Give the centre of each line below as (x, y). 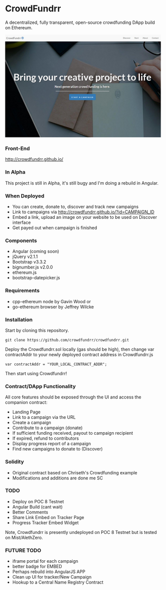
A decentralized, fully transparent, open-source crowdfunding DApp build (80, 22)
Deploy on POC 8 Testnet (38, 501)
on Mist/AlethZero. (24, 537)
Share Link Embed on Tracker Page (48, 517)
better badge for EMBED (37, 567)
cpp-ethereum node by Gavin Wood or (52, 301)
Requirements (22, 291)
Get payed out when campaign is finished (55, 228)
